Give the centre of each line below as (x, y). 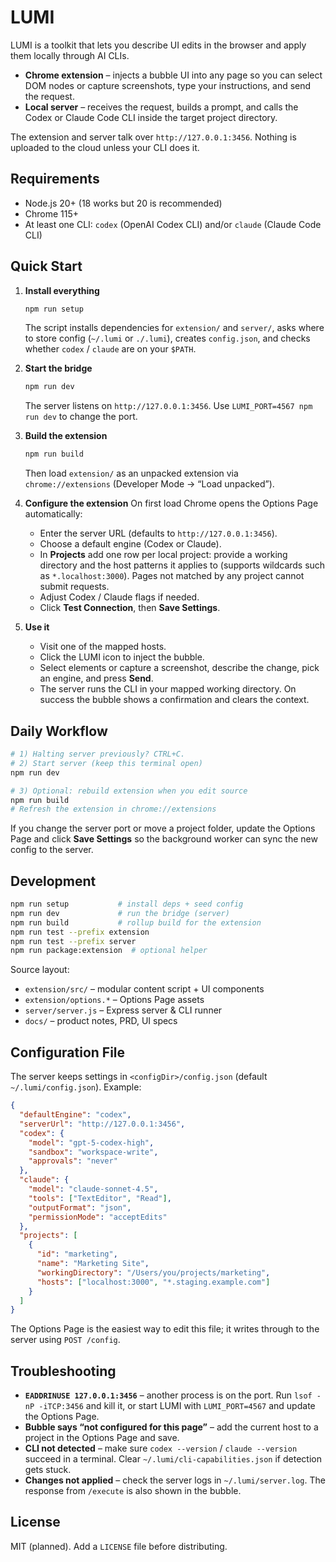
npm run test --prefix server (73, 941)
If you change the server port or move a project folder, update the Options (163, 828)
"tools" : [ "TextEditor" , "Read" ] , (100, 1198)
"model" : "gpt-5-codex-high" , (91, 1142)
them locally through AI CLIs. (70, 55)
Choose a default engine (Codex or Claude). (130, 544)
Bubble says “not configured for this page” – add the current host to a (171, 1427)
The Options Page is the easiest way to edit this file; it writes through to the (165, 1329)
